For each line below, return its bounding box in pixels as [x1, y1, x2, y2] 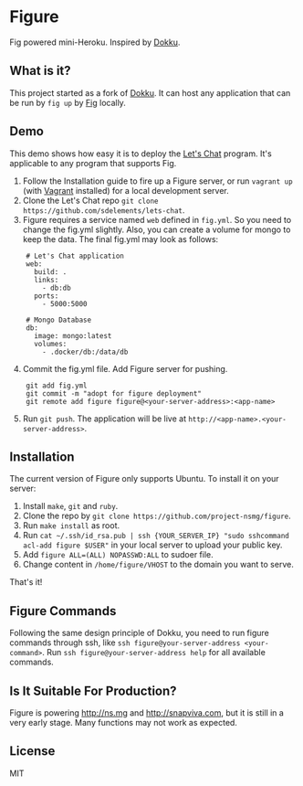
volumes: [33, 339, 68, 348]
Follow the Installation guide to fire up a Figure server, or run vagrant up [22, 175, 294, 186]
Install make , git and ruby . [22, 501, 119, 512]
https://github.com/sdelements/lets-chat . [22, 204, 185, 216]
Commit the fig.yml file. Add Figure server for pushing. [22, 363, 228, 374]
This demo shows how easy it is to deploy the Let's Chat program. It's [9, 148, 272, 159]
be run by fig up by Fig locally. [9, 97, 126, 108]
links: [33, 275, 59, 284]
